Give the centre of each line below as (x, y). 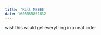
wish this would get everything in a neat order (51, 27)
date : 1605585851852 (26, 14)
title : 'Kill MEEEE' (26, 9)
